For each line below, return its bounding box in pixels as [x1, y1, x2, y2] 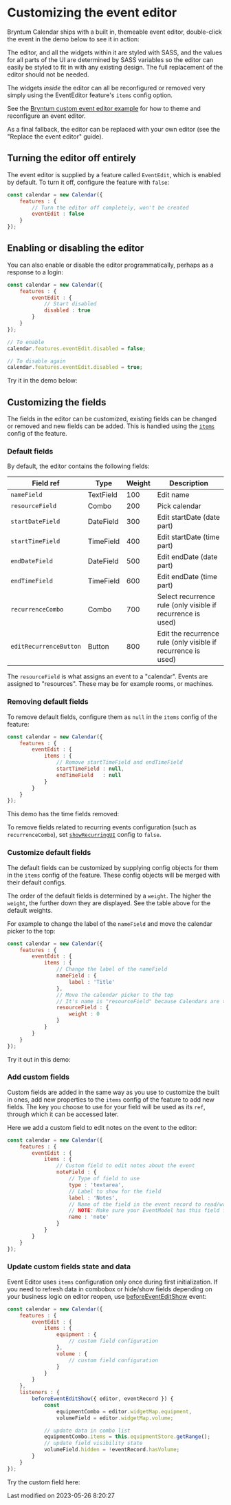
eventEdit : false [32, 210, 85, 218]
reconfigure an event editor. [7, 112, 86, 120]
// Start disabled [43, 301, 97, 307]
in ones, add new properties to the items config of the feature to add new [7, 1095, 214, 1104]
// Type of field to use [68, 1175, 140, 1182]
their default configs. [7, 878, 67, 887]
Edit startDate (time [157, 532, 220, 542]
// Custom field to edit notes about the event [56, 1162, 195, 1169]
